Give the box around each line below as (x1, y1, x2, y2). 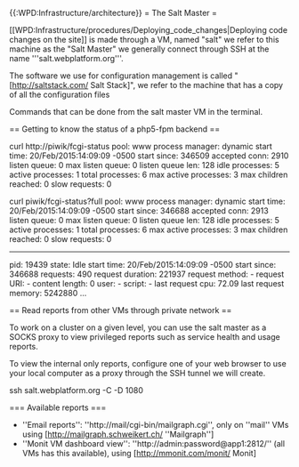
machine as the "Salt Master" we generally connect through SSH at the (9, 44, 270, 54)
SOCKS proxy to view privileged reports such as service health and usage (9, 332, 280, 342)
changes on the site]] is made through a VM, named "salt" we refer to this (9, 35, 279, 44)
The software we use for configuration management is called (9, 70, 233, 81)
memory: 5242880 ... (9, 288, 87, 298)
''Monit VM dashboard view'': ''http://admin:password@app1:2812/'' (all (21, 439, 286, 448)
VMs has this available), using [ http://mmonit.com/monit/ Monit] (21, 448, 256, 458)
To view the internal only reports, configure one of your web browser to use (9, 358, 287, 368)
